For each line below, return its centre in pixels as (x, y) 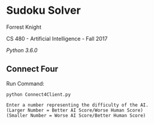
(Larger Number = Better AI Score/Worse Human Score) (75, 110)
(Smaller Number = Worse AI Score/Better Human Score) (76, 115)
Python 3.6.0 (22, 50)
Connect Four (32, 69)
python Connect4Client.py (38, 94)
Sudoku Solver (43, 10)
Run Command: (25, 83)
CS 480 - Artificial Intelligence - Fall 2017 (57, 38)
